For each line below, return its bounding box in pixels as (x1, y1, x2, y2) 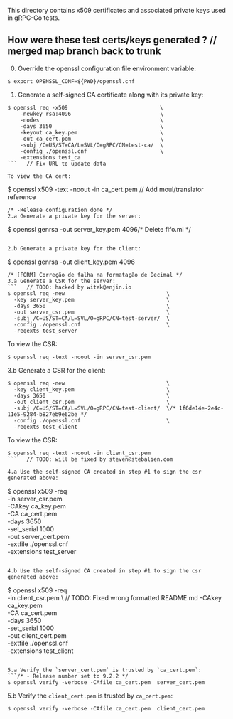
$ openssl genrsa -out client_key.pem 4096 (7, 257, 135, 266)
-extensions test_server (7, 547, 77, 555)
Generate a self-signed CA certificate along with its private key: (17, 90, 204, 99)
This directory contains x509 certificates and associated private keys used (7, 6, 226, 14)
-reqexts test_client (13, 423, 78, 430)
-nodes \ (20, 117, 163, 124)
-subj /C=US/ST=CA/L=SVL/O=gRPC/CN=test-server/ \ (13, 314, 170, 322)
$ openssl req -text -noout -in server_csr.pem (7, 353, 151, 361)
